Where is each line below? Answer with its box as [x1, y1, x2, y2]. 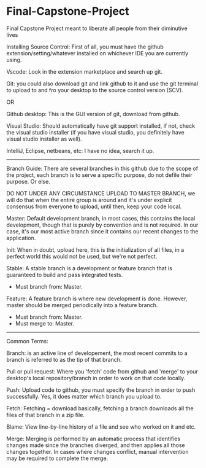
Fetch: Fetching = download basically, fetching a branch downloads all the [6, 404, 194, 412]
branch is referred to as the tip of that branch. [6, 356, 122, 363]
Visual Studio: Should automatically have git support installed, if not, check [6, 122, 195, 130]
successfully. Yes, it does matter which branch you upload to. [6, 392, 162, 400]
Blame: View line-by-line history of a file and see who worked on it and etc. [6, 423, 196, 431]
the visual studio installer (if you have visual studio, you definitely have [6, 128, 185, 136]
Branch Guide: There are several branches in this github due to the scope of [6, 165, 198, 172]
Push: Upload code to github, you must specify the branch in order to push [6, 386, 196, 394]
